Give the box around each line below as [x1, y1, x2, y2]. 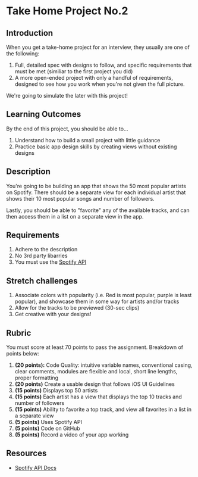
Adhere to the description [14, 246, 78, 253]
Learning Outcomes [6, 109, 81, 120]
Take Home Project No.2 [6, 4, 128, 18]
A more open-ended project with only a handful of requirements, [14, 74, 174, 81]
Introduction [6, 28, 54, 38]
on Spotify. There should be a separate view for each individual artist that [6, 189, 186, 196]
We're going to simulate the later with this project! [6, 92, 128, 99]
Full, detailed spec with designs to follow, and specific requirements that [14, 61, 192, 68]
